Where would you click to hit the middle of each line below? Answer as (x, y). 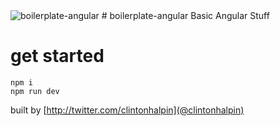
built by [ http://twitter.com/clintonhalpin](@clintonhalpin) (127, 110)
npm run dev (35, 91)
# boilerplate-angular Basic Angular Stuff (185, 15)
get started (57, 56)
